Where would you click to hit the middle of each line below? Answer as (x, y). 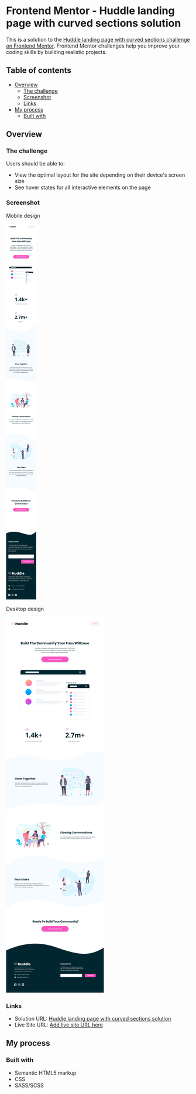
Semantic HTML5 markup (45, 1073)
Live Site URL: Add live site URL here (59, 1025)
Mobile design (23, 215)
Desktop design (25, 609)
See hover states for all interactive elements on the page (82, 188)
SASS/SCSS (29, 1085)
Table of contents (39, 71)
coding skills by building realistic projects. (56, 52)
